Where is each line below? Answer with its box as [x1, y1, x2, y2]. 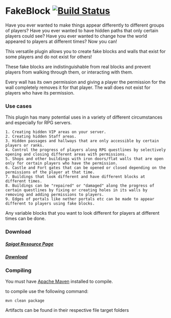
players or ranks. [5, 143, 45, 148]
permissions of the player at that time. [5, 170, 95, 175]
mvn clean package [5, 298, 45, 303]
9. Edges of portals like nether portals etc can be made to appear [5, 197, 155, 202]
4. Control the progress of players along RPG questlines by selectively [5, 147, 166, 153]
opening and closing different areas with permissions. [5, 152, 127, 157]
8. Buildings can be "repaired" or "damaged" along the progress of [5, 183, 155, 189]
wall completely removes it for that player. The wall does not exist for [5, 84, 151, 90]
